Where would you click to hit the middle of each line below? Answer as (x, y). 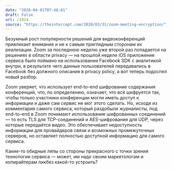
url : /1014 (17, 19)
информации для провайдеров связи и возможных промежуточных (80, 131)
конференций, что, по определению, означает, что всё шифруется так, (83, 92)
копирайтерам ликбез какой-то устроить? (52, 162)
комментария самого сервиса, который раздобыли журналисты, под (81, 109)
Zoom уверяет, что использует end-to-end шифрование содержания (80, 87)
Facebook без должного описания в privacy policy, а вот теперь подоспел (86, 72)
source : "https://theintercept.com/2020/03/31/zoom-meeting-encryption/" (86, 24)
